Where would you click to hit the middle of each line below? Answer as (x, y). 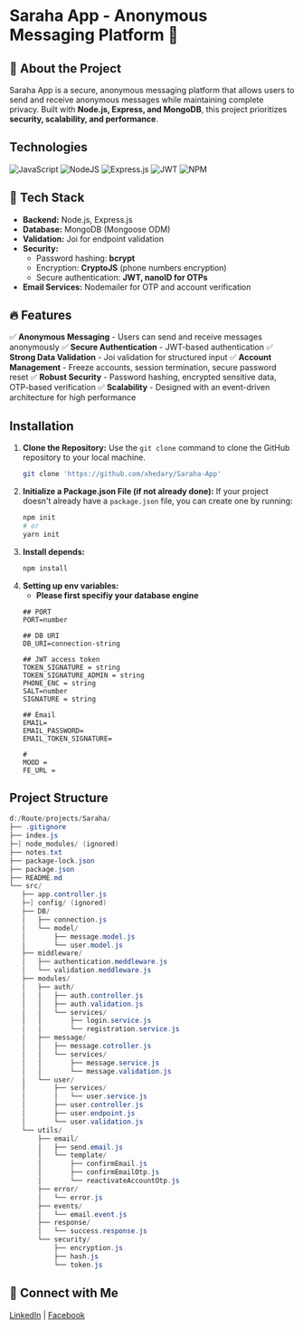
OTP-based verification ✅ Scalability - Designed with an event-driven (140, 387)
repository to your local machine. (84, 457)
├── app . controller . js (64, 894)
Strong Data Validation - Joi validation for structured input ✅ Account (141, 358)
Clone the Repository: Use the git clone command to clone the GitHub (156, 448)
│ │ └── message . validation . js (96, 1071)
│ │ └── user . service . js (84, 1096)
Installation (42, 426)
